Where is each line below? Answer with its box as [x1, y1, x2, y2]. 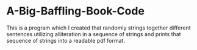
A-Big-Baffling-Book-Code [6, 4, 145, 18]
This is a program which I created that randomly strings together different [6, 24, 191, 31]
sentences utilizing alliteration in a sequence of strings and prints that [6, 30, 181, 37]
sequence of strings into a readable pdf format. [6, 37, 125, 44]
